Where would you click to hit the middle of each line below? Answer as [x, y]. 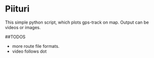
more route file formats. [36, 46]
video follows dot [29, 51]
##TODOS [15, 37]
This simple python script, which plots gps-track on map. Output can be [77, 22]
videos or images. [23, 27]
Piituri [17, 9]
